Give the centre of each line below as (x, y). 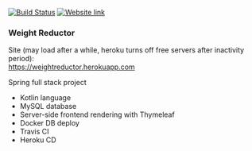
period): (21, 59)
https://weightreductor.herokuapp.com (72, 67)
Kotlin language (45, 98)
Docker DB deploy (49, 123)
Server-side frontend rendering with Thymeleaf (97, 114)
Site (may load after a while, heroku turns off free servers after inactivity (126, 50)
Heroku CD (38, 140)
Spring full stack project (47, 83)
